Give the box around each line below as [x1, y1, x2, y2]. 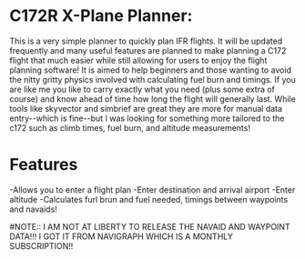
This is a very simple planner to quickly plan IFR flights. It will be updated [9, 35, 283, 46]
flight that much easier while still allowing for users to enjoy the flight [9, 55, 268, 65]
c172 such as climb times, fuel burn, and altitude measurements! [9, 122, 250, 133]
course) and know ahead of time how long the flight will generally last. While [9, 93, 296, 105]
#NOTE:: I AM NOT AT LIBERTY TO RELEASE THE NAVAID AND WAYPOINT [9, 221, 290, 232]
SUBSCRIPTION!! [9, 240, 74, 251]
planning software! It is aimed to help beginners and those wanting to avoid [9, 65, 291, 75]
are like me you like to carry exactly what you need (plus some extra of [9, 84, 276, 95]
